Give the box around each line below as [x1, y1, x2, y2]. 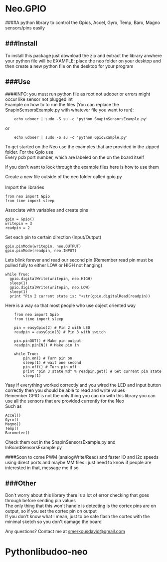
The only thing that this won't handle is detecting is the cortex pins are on [5, 503, 156, 509]
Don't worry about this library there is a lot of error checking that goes [5, 492, 150, 498]
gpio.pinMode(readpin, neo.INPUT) [5, 248, 77, 253]
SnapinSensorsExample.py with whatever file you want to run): [5, 107, 134, 113]
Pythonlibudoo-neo [5, 546, 88, 557]
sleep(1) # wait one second [23, 360, 81, 365]
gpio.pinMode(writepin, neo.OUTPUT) [5, 244, 81, 249]
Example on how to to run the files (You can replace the [5, 101, 119, 107]
